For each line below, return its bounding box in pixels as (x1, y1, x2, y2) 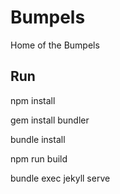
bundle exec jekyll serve (10, 172, 111, 184)
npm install (10, 94, 56, 106)
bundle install (10, 133, 66, 145)
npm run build (10, 152, 68, 165)
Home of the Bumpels (10, 39, 100, 51)
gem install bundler (10, 114, 90, 126)
